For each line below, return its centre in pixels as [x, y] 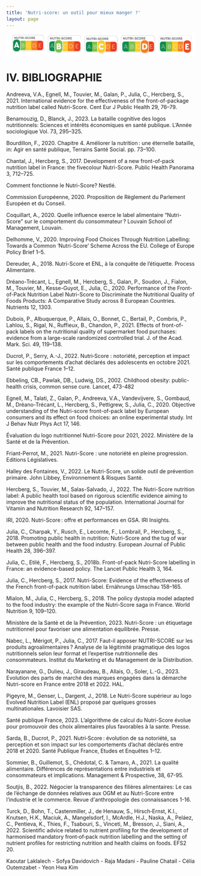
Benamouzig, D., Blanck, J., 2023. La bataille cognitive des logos [86, 118]
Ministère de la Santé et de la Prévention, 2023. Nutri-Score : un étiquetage [99, 622]
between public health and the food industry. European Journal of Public [96, 544]
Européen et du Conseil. [36, 203]
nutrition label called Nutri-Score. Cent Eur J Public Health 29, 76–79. [92, 107]
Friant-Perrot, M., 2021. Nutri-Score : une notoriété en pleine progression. [97, 453]
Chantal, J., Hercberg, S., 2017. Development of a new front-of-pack [90, 161]
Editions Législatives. [32, 459]
